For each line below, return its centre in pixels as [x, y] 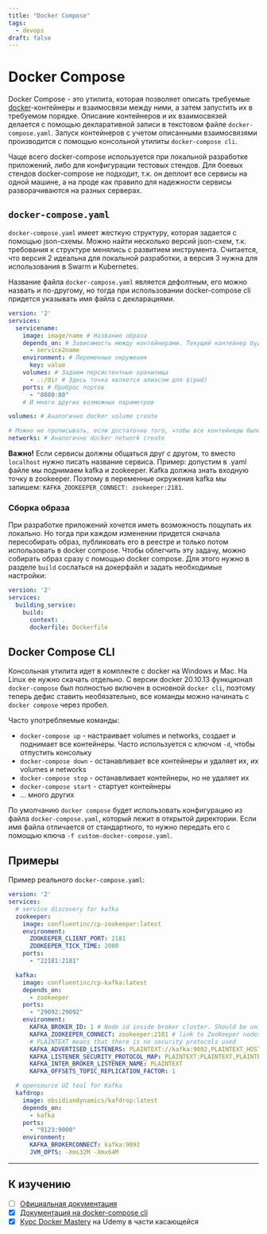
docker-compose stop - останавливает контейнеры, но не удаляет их [134, 778]
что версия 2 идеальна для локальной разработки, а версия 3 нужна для [133, 258]
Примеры [34, 861]
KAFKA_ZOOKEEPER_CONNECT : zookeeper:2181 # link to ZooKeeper [134, 1034]
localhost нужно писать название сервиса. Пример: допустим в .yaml [128, 462]
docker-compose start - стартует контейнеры [95, 786]
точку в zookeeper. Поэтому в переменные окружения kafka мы [117, 479]
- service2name [54, 351]
